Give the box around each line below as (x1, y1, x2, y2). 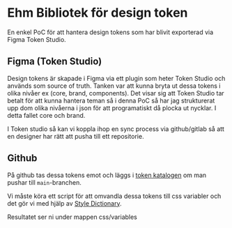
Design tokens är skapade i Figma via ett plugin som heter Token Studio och (7, 74, 226, 82)
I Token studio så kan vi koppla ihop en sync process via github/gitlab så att (7, 124, 225, 133)
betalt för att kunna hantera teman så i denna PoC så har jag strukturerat (7, 96, 215, 105)
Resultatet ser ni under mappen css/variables (7, 213, 138, 221)
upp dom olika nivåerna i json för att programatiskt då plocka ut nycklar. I (7, 103, 217, 112)
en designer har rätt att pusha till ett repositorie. (7, 132, 144, 140)
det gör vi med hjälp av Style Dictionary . (7, 199, 122, 207)
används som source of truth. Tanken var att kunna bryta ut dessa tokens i (7, 82, 221, 90)
